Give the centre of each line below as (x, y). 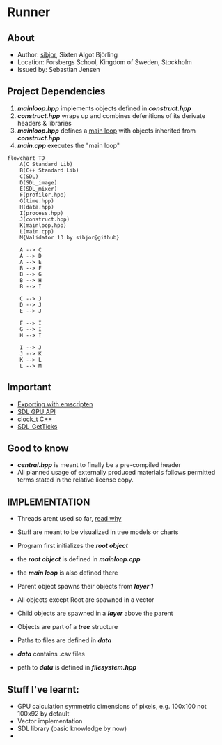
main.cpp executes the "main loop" (69, 145)
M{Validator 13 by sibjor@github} (70, 237)
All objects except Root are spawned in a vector (86, 600)
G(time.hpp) (37, 201)
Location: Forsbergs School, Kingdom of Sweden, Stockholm (105, 62)
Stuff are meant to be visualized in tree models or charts (98, 532)
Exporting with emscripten (55, 404)
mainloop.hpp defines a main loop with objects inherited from (106, 131)
